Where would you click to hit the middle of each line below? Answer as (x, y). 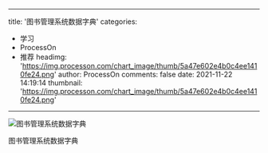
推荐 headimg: (43, 57)
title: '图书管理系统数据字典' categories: (73, 22)
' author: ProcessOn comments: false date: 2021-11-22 (143, 74)
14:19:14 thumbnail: (51, 83)
